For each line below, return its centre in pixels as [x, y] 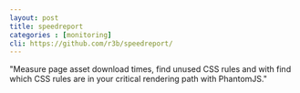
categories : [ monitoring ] [61, 35]
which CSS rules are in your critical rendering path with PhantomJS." [138, 79]
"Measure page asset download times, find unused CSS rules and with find [150, 69]
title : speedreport [47, 26]
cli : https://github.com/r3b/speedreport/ [91, 43]
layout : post [34, 18]
